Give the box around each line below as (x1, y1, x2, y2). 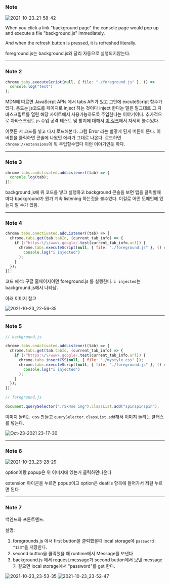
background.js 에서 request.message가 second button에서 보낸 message (12, 557, 163, 563)
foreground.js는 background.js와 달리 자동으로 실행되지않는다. (5, 51, 131, 57)
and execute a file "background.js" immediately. (5, 30, 105, 36)
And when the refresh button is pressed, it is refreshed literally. (5, 40, 137, 46)
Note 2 (5, 68, 22, 75)
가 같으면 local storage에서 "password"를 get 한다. (12, 563, 115, 569)
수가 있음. (20, 202, 39, 208)
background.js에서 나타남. (5, 284, 58, 291)
